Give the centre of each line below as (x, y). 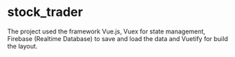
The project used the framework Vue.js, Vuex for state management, (106, 31)
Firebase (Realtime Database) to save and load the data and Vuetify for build (117, 38)
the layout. (22, 46)
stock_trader (45, 12)
